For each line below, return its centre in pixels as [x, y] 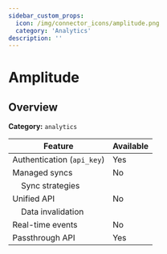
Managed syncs [43, 173]
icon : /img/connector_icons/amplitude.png [88, 23]
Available [130, 147]
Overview [33, 107]
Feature [59, 147]
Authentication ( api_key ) [59, 159]
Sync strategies [51, 186]
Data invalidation [53, 212]
